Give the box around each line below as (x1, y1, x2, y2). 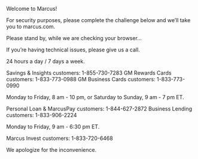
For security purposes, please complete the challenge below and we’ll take (6, 17, 191, 23)
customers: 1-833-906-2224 (6, 112, 77, 118)
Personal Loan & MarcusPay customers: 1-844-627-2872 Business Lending (6, 105, 193, 112)
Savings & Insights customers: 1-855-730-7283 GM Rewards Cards (6, 69, 172, 77)
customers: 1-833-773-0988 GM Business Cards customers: (6, 76, 156, 82)
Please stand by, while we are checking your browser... (6, 35, 142, 41)
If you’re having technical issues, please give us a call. (6, 46, 141, 53)
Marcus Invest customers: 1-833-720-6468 (6, 134, 114, 142)
